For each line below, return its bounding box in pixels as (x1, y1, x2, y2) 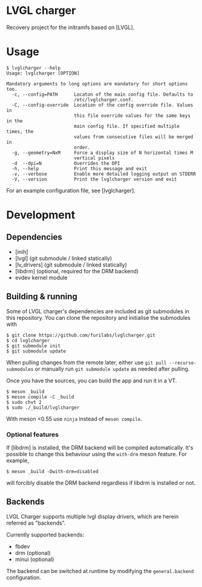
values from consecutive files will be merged (73, 134, 194, 140)
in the (6, 118, 23, 124)
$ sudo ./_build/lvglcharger (6, 404, 80, 411)
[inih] (15, 248, 28, 255)
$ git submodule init (6, 343, 61, 349)
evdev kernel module (15, 274, 68, 281)
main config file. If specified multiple (73, 123, 180, 129)
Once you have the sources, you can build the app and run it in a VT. (6, 377, 177, 384)
